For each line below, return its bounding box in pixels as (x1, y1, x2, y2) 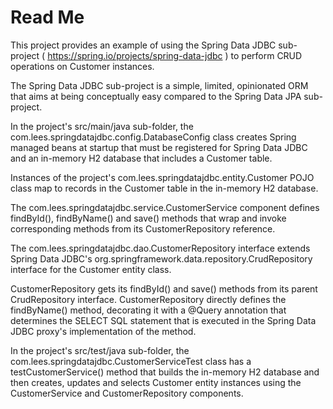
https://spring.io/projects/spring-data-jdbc (47, 49, 223, 61)
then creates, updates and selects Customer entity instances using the (10, 376, 302, 388)
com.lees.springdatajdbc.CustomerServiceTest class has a (10, 355, 252, 367)
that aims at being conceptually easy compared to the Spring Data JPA (10, 90, 302, 102)
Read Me (10, 6, 85, 29)
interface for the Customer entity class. (10, 263, 172, 275)
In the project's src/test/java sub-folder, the (10, 344, 190, 356)
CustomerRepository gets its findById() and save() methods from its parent (10, 282, 318, 295)
